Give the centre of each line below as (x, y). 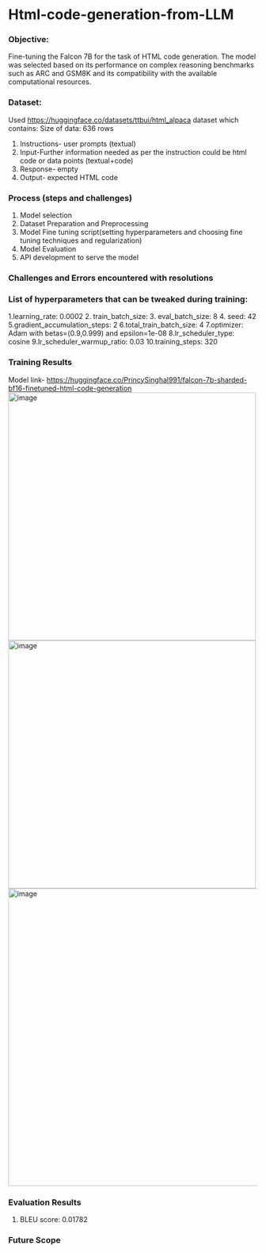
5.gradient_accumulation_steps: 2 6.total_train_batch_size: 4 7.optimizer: (126, 325)
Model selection (46, 215)
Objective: (28, 40)
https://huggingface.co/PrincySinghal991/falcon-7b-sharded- (147, 379)
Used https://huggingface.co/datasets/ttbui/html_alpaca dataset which (123, 120)
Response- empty (49, 169)
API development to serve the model (79, 258)
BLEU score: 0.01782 (54, 1219)
